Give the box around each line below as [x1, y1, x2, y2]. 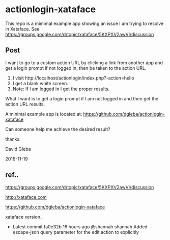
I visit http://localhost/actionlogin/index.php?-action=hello [12, 75, 134, 81]
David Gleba [5, 146, 32, 152]
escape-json [12, 229, 39, 235]
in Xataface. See [5, 25, 40, 32]
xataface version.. [5, 214, 43, 220]
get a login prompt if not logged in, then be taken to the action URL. [5, 65, 147, 71]
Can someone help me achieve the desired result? [5, 126, 110, 132]
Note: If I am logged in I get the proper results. [12, 86, 110, 92]
